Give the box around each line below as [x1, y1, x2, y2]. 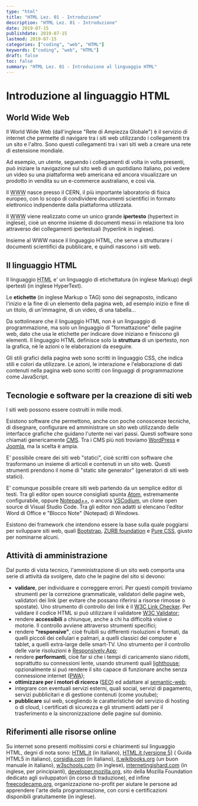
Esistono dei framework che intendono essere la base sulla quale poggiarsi [6, 521, 189, 528]
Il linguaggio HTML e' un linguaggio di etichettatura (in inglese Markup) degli [6, 276, 193, 283]
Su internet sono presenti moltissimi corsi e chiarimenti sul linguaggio [6, 743, 176, 750]
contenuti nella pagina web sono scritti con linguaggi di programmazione [6, 367, 184, 374]
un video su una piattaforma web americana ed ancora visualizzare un [6, 171, 177, 178]
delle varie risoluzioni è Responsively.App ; [14, 647, 118, 654]
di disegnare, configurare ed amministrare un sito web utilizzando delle [6, 424, 179, 430]
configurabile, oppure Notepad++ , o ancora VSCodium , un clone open [6, 497, 177, 504]
